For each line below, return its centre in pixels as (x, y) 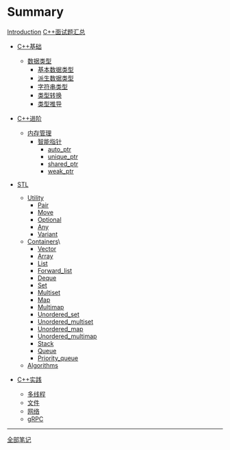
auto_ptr (60, 149)
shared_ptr (63, 164)
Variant (48, 234)
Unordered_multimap (67, 336)
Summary (35, 12)
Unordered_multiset (65, 321)
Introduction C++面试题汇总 (46, 32)
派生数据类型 (55, 78)
